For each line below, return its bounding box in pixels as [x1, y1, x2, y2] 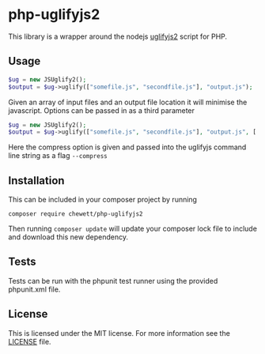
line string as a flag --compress [8, 151, 108, 160]
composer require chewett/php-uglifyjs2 [8, 210, 144, 218]
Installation [8, 174, 65, 187]
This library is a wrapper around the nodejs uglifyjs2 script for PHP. [8, 32, 228, 41]
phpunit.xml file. [8, 284, 61, 294]
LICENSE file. [8, 337, 51, 346]
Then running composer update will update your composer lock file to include [8, 224, 257, 234]
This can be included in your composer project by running [8, 195, 198, 205]
